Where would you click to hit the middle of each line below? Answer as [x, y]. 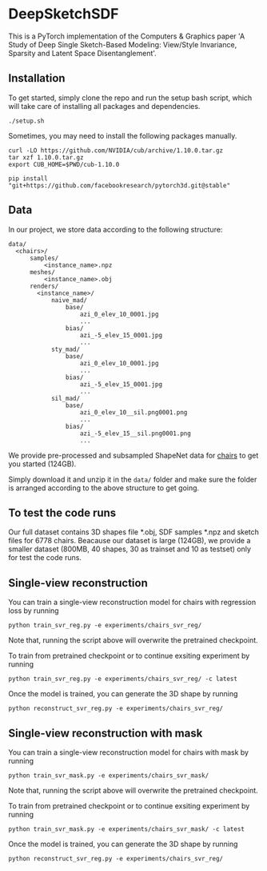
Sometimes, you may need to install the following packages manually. [123, 135]
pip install [28, 178]
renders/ [44, 286]
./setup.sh [26, 121]
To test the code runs [62, 512]
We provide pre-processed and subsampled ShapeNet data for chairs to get [133, 455]
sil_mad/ [66, 398]
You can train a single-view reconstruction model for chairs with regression [132, 603]
